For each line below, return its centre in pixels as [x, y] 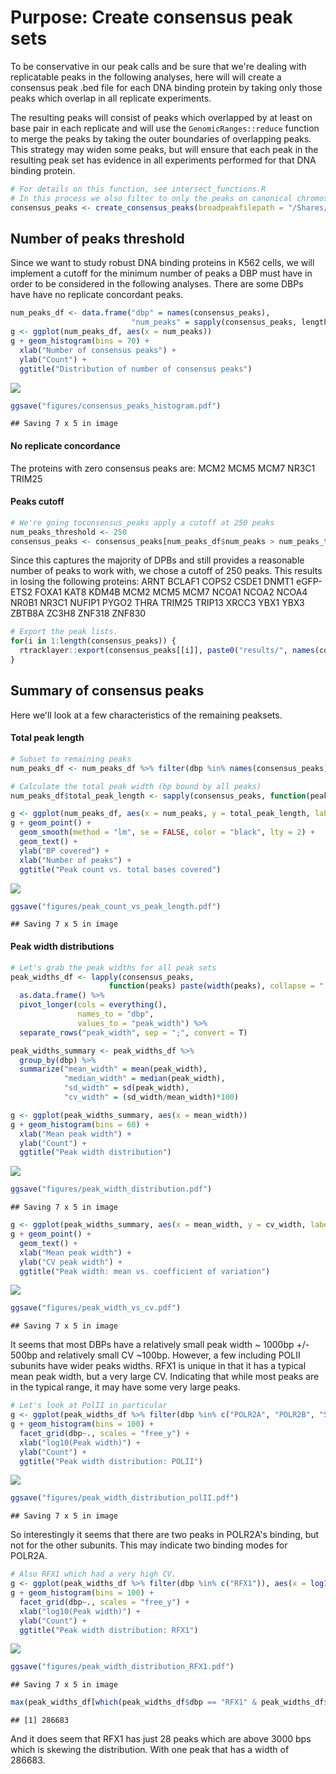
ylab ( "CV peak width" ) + [71, 1262]
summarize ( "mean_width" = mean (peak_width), [113, 1069]
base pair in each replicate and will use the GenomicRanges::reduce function [165, 128]
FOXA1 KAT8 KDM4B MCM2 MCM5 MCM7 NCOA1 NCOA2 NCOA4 [171, 592]
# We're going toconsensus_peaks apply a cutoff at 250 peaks [142, 522]
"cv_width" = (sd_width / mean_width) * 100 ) [151, 1097]
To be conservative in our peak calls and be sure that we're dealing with [158, 66]
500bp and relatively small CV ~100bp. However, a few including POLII [155, 1355]
